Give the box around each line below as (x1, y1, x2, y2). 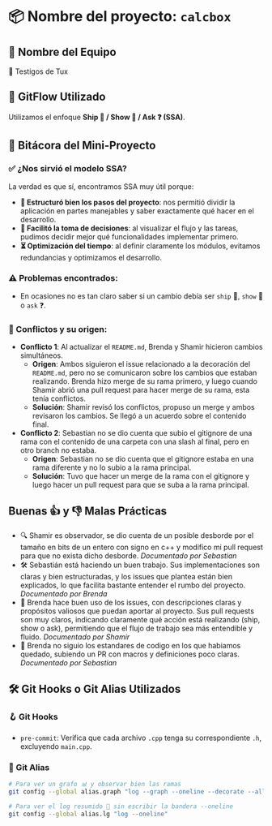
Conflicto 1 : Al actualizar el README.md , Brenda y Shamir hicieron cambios (19, 342, 263, 352)
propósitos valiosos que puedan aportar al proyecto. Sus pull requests (19, 606, 255, 616)
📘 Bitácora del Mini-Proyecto (8, 139, 156, 153)
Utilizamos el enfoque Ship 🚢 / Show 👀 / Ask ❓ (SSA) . (8, 112, 185, 122)
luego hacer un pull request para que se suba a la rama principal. (32, 480, 249, 490)
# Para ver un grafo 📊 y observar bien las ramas (8, 780, 182, 788)
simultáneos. (19, 351, 63, 360)
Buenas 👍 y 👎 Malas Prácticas (8, 505, 168, 518)
